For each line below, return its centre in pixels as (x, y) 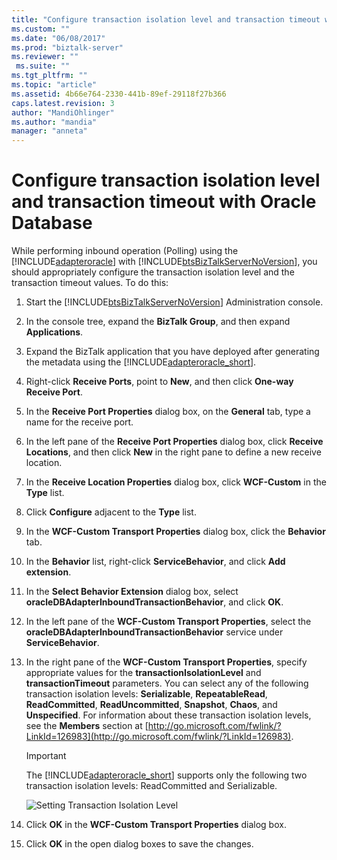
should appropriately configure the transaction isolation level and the (153, 272)
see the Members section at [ (87, 726)
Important (46, 756)
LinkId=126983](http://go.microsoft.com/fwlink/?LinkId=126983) (158, 737)
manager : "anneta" (49, 131)
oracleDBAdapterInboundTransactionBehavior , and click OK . (154, 602)
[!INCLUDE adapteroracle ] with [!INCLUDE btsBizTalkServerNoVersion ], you (164, 262)
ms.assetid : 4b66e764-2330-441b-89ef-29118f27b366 (119, 94)
